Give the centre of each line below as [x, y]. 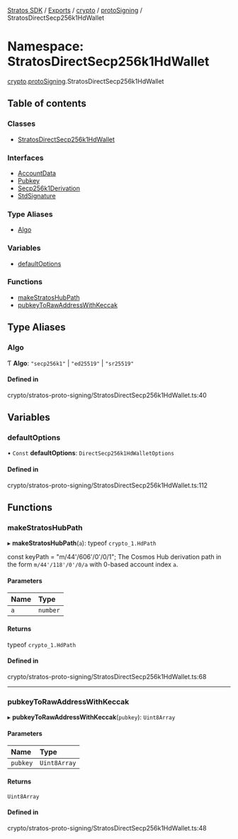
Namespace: [46, 47]
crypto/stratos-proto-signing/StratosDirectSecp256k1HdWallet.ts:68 [107, 676]
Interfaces [25, 158]
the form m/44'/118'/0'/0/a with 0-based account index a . [93, 565]
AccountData [37, 173]
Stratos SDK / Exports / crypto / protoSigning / [75, 10]
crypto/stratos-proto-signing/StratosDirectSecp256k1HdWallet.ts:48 [107, 828]
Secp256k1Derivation [49, 188]
